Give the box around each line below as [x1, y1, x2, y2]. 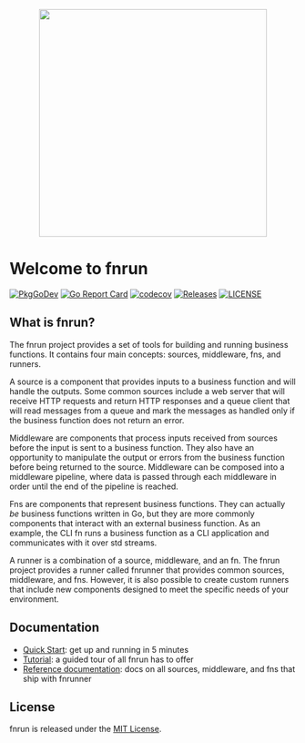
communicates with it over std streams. [9, 537, 158, 548]
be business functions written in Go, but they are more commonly [9, 508, 255, 519]
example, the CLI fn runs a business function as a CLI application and [9, 527, 269, 538]
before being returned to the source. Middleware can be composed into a [9, 461, 285, 473]
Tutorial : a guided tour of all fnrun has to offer [22, 654, 194, 665]
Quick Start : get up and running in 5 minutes [22, 644, 189, 655]
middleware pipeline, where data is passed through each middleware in [9, 471, 278, 482]
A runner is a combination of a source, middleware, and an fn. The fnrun [9, 555, 280, 565]
